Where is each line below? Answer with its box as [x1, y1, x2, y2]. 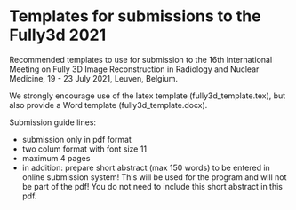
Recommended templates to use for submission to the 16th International [9, 54, 273, 65]
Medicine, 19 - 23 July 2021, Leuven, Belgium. [9, 73, 179, 83]
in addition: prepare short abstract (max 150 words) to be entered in [21, 162, 271, 173]
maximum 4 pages [21, 152, 91, 163]
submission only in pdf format [21, 134, 132, 144]
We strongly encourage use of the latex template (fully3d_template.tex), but [9, 90, 286, 101]
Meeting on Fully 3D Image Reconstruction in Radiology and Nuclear [9, 64, 260, 74]
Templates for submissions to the [9, 6, 261, 27]
